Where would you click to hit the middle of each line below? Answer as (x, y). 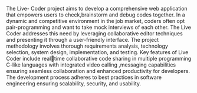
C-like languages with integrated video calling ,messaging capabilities (91, 65)
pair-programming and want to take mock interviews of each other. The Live (99, 27)
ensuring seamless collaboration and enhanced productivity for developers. (98, 71)
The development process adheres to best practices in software (84, 77)
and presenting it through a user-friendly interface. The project (83, 40)
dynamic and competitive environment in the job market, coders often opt (96, 21)
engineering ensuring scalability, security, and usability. (74, 84)
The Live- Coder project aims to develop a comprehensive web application (97, 9)
